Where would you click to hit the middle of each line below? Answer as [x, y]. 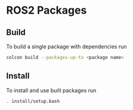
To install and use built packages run [51, 90]
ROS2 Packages [47, 10]
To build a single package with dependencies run [66, 46]
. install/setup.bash [33, 101]
